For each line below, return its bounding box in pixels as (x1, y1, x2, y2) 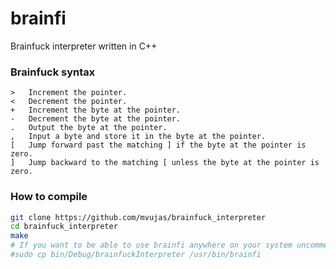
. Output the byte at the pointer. (10, 123, 168, 133)
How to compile (10, 190, 88, 204)
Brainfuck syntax (10, 65, 96, 79)
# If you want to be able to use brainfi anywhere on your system (10, 240, 293, 251)
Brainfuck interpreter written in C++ (10, 40, 158, 52)
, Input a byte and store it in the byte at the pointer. (10, 132, 267, 142)
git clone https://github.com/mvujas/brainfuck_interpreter (10, 212, 267, 222)
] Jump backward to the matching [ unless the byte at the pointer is (10, 158, 320, 168)
